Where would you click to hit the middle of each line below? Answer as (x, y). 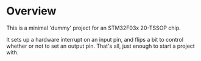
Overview (31, 11)
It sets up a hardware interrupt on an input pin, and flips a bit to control (95, 39)
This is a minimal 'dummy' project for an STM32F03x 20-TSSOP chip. (93, 28)
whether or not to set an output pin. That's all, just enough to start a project (100, 46)
